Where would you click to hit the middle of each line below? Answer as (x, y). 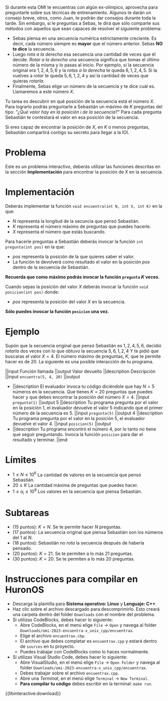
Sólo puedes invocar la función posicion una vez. (57, 311)
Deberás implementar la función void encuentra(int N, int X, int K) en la (84, 206)
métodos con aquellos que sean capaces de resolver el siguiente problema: (83, 29)
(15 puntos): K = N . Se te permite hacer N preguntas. (67, 527)
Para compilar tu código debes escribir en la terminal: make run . (86, 683)
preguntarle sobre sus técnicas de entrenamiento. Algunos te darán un (78, 13)
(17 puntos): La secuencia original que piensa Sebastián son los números (88, 532)
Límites (21, 460)
